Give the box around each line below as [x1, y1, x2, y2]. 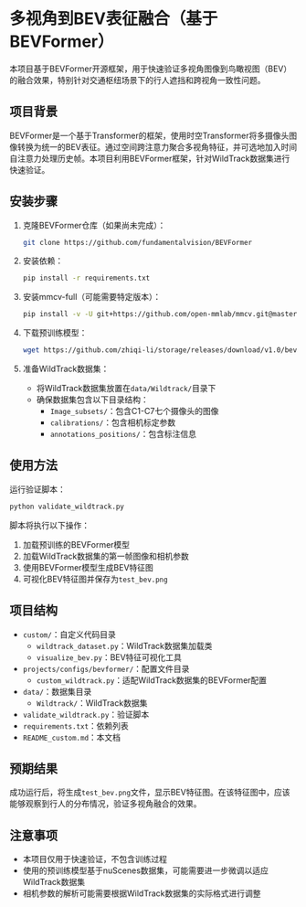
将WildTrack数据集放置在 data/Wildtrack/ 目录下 [36, 383, 216, 394]
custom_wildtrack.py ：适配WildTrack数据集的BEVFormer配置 [36, 674, 268, 686]
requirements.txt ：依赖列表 [22, 720, 130, 731]
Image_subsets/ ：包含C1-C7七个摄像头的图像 [49, 406, 219, 417]
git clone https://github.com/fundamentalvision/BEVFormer [22, 238, 253, 247]
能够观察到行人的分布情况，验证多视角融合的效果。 [9, 798, 202, 809]
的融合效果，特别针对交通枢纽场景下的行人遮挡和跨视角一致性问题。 [9, 74, 266, 85]
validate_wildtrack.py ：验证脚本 [22, 709, 150, 720]
